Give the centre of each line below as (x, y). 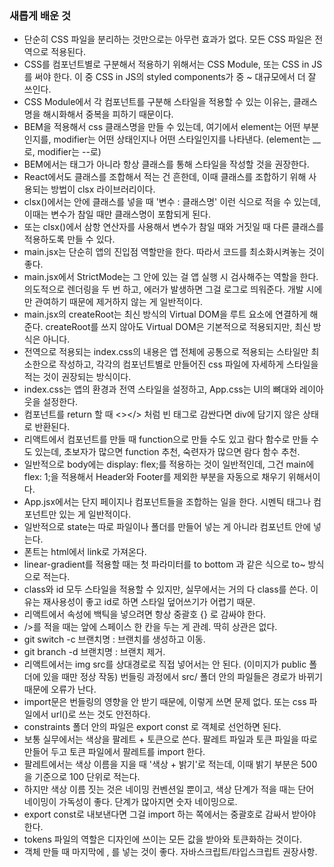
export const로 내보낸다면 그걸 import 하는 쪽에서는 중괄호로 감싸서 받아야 (170, 814)
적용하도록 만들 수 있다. (69, 239)
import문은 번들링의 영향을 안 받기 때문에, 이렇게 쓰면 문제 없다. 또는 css (165, 702)
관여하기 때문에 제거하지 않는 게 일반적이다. (119, 302)
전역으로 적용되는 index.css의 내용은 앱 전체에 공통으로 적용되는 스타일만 (166, 352)
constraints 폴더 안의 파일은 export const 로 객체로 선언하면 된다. (152, 727)
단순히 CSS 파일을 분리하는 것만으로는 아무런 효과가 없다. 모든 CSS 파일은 (168, 39)
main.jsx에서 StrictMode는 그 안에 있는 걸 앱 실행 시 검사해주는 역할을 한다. (171, 277)
